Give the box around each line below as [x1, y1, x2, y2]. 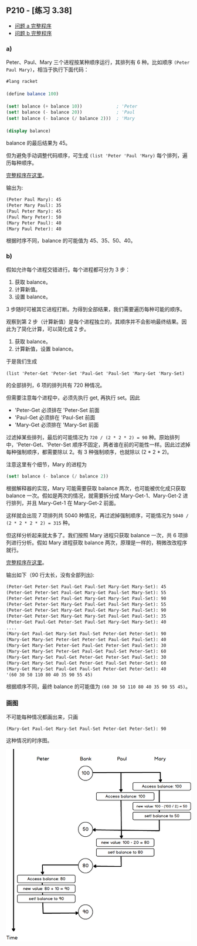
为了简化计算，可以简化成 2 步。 [11, 325, 90, 333]
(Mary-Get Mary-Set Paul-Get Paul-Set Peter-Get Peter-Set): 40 [6, 666, 167, 672]
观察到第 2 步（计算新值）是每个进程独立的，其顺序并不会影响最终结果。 [6, 318, 182, 325]
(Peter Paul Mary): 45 [6, 196, 62, 203]
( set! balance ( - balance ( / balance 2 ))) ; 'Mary [6, 116, 135, 122]
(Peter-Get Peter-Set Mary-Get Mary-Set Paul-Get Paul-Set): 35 [6, 613, 167, 620]
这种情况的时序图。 [6, 737, 53, 744]
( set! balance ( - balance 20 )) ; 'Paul [6, 109, 135, 116]
